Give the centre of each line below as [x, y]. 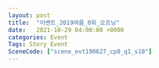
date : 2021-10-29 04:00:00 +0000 [66, 30]
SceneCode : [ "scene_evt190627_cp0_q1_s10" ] [80, 52]
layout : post [29, 15]
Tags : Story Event [38, 45]
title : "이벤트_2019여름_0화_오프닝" [64, 23]
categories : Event [38, 37]
